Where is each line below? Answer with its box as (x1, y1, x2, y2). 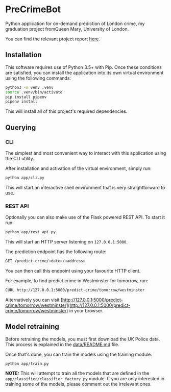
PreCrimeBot (5, 4, 61, 15)
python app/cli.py (5, 175, 44, 180)
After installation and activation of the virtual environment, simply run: (5, 165, 152, 171)
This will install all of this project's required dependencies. (5, 108, 128, 114)
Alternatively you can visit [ (5, 297, 63, 303)
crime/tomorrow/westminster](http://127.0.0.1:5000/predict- (5, 302, 131, 308)
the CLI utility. (5, 155, 34, 161)
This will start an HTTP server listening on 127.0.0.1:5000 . (5, 238, 128, 244)
